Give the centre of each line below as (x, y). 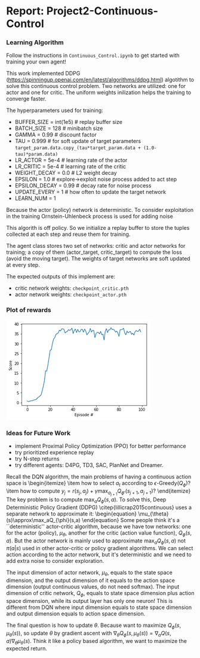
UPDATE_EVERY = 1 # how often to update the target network (90, 192)
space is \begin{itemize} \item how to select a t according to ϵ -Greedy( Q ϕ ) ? (99, 484)
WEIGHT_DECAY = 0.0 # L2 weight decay (66, 173)
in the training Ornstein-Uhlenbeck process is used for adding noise (90, 216)
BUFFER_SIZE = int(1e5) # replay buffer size (68, 122)
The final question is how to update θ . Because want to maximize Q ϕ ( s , (93, 626)
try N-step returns (37, 459)
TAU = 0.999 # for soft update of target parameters (78, 141)
